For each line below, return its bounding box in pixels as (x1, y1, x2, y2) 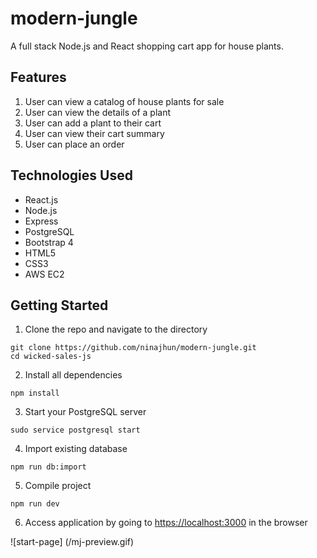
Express (24, 215, 59, 227)
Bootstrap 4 (24, 236, 74, 248)
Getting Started (10, 297, 109, 314)
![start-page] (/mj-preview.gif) (10, 536, 135, 548)
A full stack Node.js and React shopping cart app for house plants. (10, 40, 284, 52)
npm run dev (10, 499, 60, 509)
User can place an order (24, 138, 125, 150)
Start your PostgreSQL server (24, 406, 147, 418)
